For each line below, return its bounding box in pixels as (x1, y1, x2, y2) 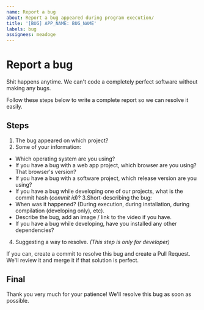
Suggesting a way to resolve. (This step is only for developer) (15, 238, 170, 245)
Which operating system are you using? (15, 155, 115, 162)
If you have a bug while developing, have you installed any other (15, 220, 177, 227)
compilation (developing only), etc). (15, 207, 105, 214)
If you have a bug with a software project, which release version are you (15, 175, 197, 182)
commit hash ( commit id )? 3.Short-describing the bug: (15, 193, 152, 201)
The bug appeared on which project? (15, 137, 109, 144)
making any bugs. (6, 85, 51, 92)
